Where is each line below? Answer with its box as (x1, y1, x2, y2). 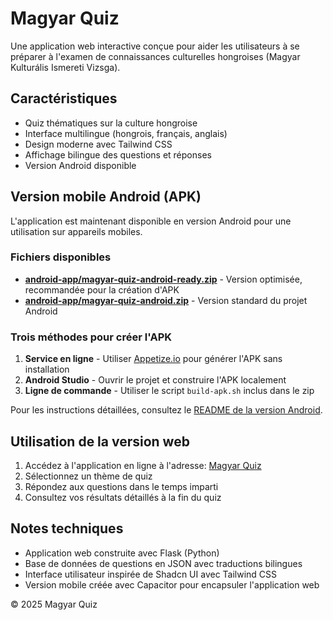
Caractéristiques (10, 90, 118, 107)
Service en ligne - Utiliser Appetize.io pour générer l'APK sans (24, 353, 283, 365)
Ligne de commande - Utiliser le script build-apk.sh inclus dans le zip (24, 385, 315, 397)
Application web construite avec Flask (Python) (24, 547, 220, 559)
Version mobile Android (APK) (10, 188, 202, 206)
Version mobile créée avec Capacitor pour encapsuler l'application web (24, 578, 320, 591)
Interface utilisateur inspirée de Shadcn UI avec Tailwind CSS (24, 568, 278, 580)
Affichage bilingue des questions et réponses (24, 148, 212, 161)
